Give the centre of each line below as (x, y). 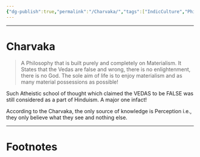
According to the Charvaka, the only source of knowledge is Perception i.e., (99, 111)
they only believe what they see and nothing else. (67, 117)
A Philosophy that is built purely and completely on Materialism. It (101, 63)
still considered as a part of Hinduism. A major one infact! (76, 100)
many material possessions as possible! (70, 82)
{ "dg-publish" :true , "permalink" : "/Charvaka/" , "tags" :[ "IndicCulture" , (96, 12)
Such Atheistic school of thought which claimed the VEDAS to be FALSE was (100, 93)
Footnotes (32, 147)
